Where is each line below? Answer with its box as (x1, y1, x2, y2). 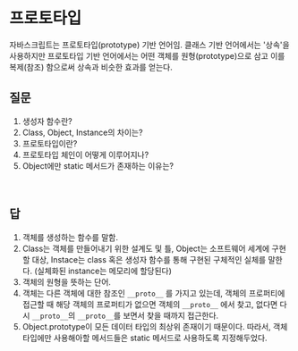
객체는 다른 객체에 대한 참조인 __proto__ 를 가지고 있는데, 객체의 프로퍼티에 (21, 288, 285, 298)
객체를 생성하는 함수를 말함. (21, 231, 119, 242)
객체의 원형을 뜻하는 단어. (21, 276, 112, 287)
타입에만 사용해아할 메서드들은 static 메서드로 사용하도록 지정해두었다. (21, 332, 268, 343)
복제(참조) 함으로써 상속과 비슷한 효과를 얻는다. (9, 62, 173, 72)
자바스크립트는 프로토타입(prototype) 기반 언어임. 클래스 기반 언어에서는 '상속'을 (9, 39, 290, 50)
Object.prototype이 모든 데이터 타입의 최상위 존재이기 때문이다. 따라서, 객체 (21, 321, 288, 331)
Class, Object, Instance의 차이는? (21, 127, 143, 138)
